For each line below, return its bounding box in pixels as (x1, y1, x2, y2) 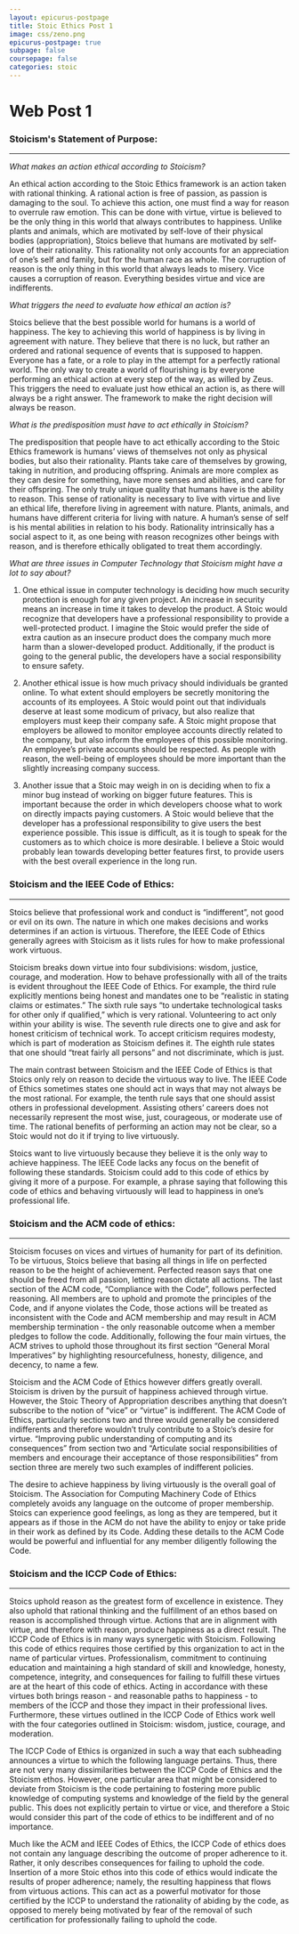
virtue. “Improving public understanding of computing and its (9, 1433, 233, 1443)
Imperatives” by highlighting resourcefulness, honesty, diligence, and (9, 1350, 263, 1361)
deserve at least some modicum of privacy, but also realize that (21, 706, 255, 717)
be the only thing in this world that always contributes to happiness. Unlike (9, 216, 283, 227)
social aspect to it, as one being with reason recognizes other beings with (9, 532, 279, 542)
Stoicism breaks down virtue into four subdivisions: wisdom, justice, (9, 962, 259, 972)
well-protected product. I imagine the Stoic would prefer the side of (21, 622, 270, 633)
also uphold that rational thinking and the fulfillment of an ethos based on (9, 1605, 278, 1616)
